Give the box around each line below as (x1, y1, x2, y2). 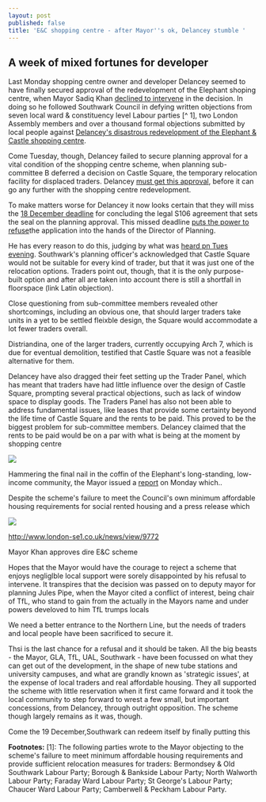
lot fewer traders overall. (8, 324, 89, 334)
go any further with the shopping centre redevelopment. (8, 185, 192, 195)
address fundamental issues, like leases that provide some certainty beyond (8, 406, 257, 415)
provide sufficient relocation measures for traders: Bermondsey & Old (8, 759, 235, 769)
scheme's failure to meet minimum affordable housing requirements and (8, 751, 244, 761)
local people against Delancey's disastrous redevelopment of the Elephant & (8, 128, 257, 137)
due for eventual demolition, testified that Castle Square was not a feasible (8, 348, 252, 357)
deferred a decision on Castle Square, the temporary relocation (51, 168, 257, 178)
